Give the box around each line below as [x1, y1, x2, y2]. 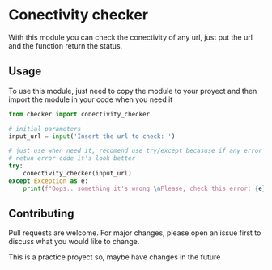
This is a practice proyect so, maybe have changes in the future [8, 252, 221, 262]
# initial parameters [8, 124, 82, 133]
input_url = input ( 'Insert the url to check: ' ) [8, 132, 176, 141]
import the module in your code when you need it [8, 95, 173, 104]
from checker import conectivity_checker [8, 110, 151, 118]
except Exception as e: [8, 176, 89, 185]
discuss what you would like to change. [8, 237, 140, 247]
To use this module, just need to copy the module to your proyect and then [8, 86, 257, 95]
